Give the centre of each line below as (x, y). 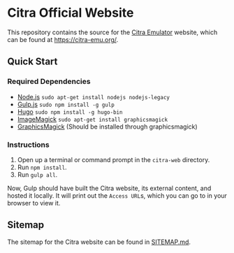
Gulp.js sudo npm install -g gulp (66, 104)
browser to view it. (34, 203)
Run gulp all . (37, 174)
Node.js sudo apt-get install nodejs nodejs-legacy (93, 96)
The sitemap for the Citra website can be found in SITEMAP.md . (99, 242)
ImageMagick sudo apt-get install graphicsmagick (93, 119)
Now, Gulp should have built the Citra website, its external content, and (109, 188)
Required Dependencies (49, 82)
